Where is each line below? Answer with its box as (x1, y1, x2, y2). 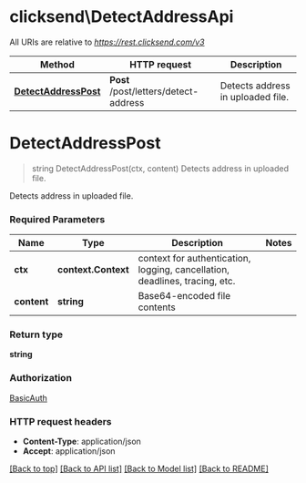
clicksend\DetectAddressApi (9, 6, 234, 27)
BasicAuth (9, 392, 48, 403)
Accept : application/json (22, 446, 116, 457)
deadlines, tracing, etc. (138, 275, 236, 288)
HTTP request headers (9, 415, 112, 427)
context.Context (57, 263, 129, 276)
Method (39, 57, 75, 70)
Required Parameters (9, 212, 106, 225)
